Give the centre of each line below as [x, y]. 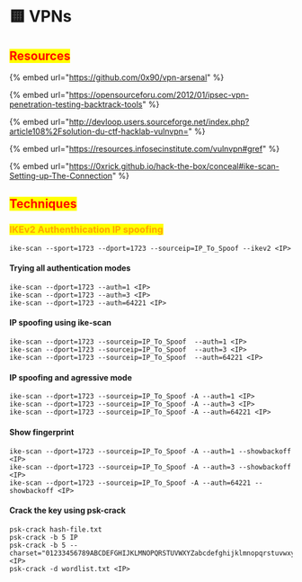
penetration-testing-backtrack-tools [76, 104]
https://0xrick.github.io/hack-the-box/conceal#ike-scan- [174, 166]
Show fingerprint [42, 432]
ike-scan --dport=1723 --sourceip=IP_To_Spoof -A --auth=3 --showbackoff [151, 467]
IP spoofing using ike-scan [61, 323]
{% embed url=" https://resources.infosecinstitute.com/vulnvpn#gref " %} [145, 149]
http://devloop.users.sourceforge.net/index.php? [159, 122]
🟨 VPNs [40, 17]
